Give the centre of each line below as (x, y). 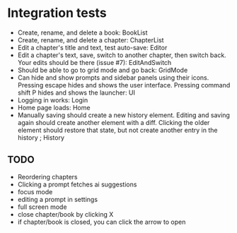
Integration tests (57, 13)
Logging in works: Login (53, 100)
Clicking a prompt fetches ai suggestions (77, 184)
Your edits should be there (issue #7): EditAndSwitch (94, 62)
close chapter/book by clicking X (65, 214)
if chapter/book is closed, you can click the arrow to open (102, 222)
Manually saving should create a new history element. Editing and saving (123, 115)
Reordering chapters (47, 177)
